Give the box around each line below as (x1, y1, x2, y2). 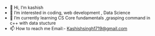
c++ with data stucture (9, 20, 56, 26)
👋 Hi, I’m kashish (9, 5, 44, 10)
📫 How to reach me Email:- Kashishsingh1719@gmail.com (9, 26, 128, 31)
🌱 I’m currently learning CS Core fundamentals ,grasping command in (9, 15, 151, 20)
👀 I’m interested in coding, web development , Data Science (9, 10, 131, 16)
